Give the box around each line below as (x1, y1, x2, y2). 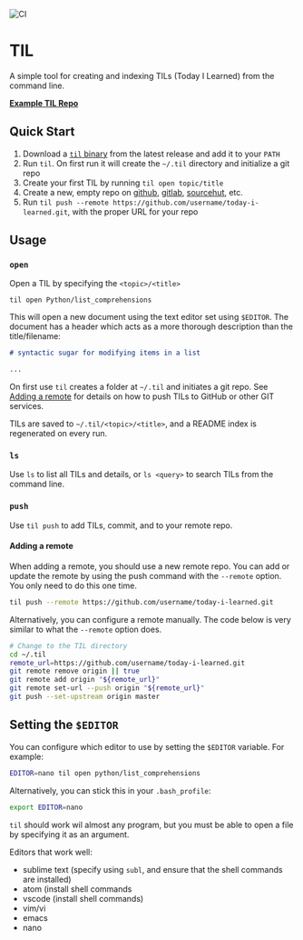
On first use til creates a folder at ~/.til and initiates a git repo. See (9, 382, 269, 393)
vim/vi (22, 903, 46, 914)
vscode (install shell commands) (22, 893, 144, 904)
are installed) (22, 874, 72, 885)
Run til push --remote (22, 196, 109, 207)
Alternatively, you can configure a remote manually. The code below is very (9, 614, 292, 625)
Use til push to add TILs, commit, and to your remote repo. (9, 519, 233, 531)
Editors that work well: (9, 846, 93, 857)
